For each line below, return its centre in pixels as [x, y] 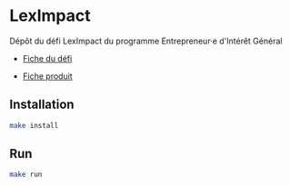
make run [26, 175]
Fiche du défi [47, 58]
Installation [42, 105]
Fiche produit [47, 76]
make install [34, 125]
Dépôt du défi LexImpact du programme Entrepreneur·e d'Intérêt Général [146, 41]
